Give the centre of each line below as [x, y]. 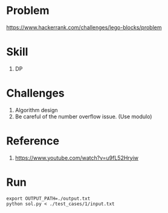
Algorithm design [37, 110]
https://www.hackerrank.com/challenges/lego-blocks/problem [84, 27]
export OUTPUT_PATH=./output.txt [48, 198]
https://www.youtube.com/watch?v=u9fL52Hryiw [77, 158]
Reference [33, 141]
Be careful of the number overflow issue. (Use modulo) [83, 117]
